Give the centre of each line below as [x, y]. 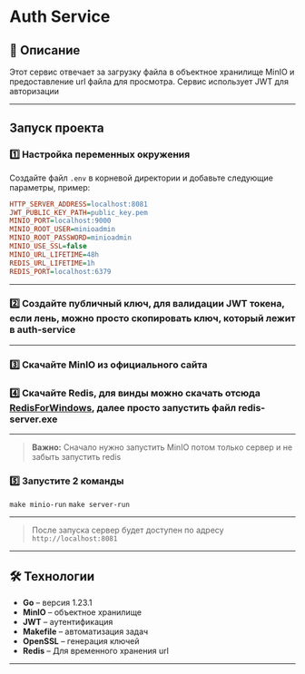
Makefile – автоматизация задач [85, 631]
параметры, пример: [50, 187]
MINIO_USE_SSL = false [49, 247]
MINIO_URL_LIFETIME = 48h [54, 254]
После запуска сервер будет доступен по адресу [128, 530]
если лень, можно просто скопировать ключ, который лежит [152, 318]
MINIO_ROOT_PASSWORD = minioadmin [70, 238]
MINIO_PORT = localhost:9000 [60, 221]
